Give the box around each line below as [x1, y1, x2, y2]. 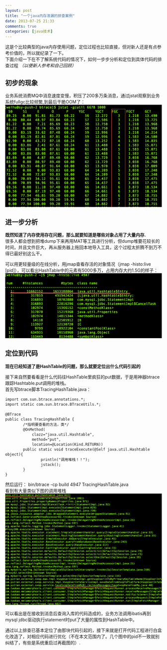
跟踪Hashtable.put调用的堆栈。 [5, 380, 69, 386]
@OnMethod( [23, 427, 46, 432]
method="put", [31, 437, 61, 442]
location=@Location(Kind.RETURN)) [31, 442, 103, 447]
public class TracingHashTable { [5, 417, 75, 422]
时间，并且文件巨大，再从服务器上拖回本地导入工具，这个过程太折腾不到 [5, 244, 153, 251]
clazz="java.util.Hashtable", [31, 432, 94, 437]
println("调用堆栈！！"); [40, 457, 90, 462]
